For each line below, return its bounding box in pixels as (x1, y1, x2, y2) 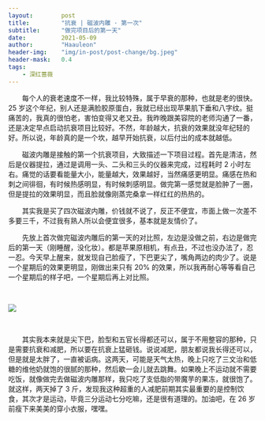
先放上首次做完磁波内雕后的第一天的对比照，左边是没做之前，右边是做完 (22, 233, 257, 242)
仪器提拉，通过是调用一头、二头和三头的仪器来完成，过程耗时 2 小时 (21, 159, 244, 169)
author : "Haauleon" (8, 41, 97, 49)
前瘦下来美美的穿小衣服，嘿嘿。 (8, 404, 112, 413)
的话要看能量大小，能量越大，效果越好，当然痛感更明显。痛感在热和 (35, 169, 257, 179)
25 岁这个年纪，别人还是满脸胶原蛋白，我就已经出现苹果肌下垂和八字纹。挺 (8, 103, 254, 112)
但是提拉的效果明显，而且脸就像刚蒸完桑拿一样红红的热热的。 (8, 189, 209, 199)
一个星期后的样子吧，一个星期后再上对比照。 (8, 272, 154, 282)
